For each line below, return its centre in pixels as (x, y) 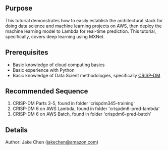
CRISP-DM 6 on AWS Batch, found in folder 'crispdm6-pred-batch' (82, 114)
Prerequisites (27, 53)
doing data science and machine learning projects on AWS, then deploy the (84, 26)
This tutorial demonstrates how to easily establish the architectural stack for (84, 20)
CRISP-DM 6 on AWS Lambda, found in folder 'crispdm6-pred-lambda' (86, 109)
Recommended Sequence (47, 91)
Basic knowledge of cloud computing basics (59, 65)
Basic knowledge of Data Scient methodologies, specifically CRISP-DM (86, 75)
